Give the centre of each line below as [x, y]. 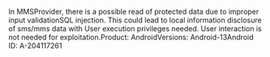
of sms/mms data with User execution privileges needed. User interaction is [135, 28]
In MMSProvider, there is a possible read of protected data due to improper [134, 12]
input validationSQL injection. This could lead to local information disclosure [135, 20]
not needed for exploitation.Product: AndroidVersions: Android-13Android [131, 37]
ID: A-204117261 [35, 46]
